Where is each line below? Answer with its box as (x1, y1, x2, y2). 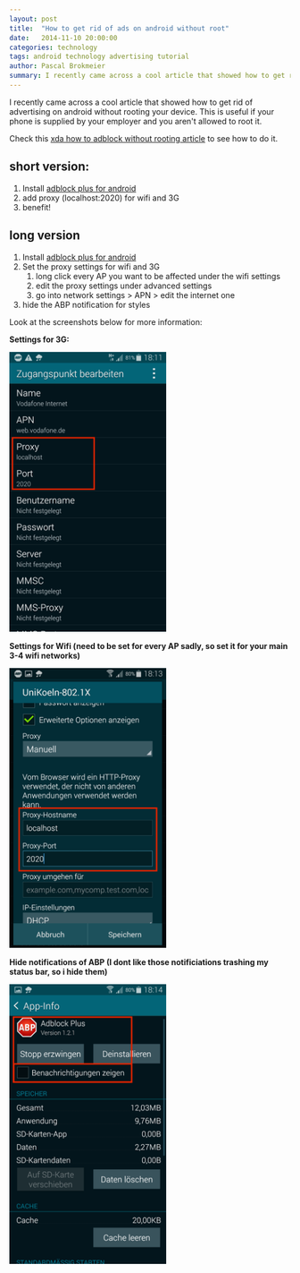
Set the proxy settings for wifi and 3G (21, 261, 161, 272)
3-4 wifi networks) (9, 650, 80, 661)
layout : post (9, 14, 58, 23)
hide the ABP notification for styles (21, 299, 151, 310)
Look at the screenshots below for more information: (9, 316, 203, 327)
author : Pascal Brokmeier (9, 62, 105, 71)
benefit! (21, 201, 52, 212)
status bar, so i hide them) (9, 966, 108, 977)
